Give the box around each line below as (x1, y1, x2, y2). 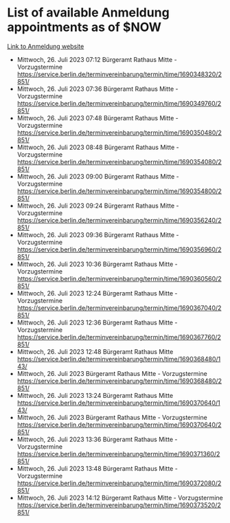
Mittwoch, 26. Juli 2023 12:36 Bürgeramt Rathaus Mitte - (16, 318, 178, 326)
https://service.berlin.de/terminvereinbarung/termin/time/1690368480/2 (16, 377, 222, 385)
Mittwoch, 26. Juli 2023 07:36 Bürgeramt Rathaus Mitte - (16, 85, 179, 93)
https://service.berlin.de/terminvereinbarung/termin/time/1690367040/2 (16, 304, 222, 312)
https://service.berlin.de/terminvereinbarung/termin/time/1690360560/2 (16, 274, 222, 282)
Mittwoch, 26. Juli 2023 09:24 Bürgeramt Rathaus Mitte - (16, 201, 179, 210)
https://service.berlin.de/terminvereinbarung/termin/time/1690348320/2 (16, 70, 222, 78)
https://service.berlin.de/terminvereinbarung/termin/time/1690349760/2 (16, 99, 222, 107)
